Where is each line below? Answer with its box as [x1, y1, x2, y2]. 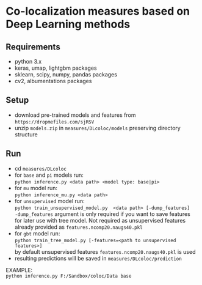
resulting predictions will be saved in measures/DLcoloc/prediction [14, 254, 182, 262]
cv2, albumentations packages [14, 78, 92, 84]
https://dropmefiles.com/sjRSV [14, 119, 95, 125]
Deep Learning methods [5, 17, 131, 31]
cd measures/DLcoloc [14, 165, 67, 172]
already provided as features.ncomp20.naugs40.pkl [14, 223, 143, 231]
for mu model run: [14, 184, 58, 191]
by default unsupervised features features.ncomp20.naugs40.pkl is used [14, 248, 196, 255]
